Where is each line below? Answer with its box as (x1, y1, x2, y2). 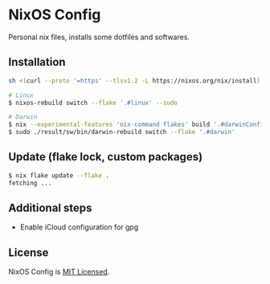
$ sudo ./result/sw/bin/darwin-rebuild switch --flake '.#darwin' (8, 128, 235, 136)
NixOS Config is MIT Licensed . (8, 267, 110, 277)
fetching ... (8, 179, 52, 187)
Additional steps (8, 201, 92, 214)
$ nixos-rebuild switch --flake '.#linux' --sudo (8, 99, 178, 107)
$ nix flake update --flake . (8, 171, 110, 180)
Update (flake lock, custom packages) (8, 150, 203, 164)
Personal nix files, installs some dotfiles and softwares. (8, 32, 190, 42)
